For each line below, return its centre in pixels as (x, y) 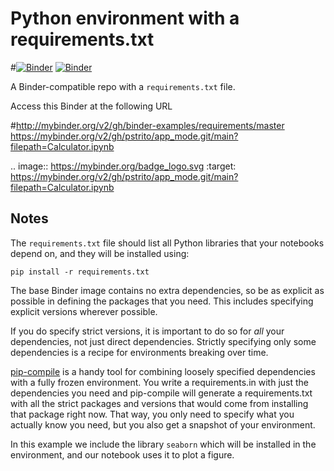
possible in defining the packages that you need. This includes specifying (162, 301)
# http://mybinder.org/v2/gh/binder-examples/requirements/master (147, 125)
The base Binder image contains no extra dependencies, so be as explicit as (167, 290)
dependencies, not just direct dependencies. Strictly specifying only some (163, 341)
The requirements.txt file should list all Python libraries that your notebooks (167, 243)
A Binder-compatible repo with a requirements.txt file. (123, 86)
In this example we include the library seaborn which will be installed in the (163, 444)
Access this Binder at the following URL (91, 106)
